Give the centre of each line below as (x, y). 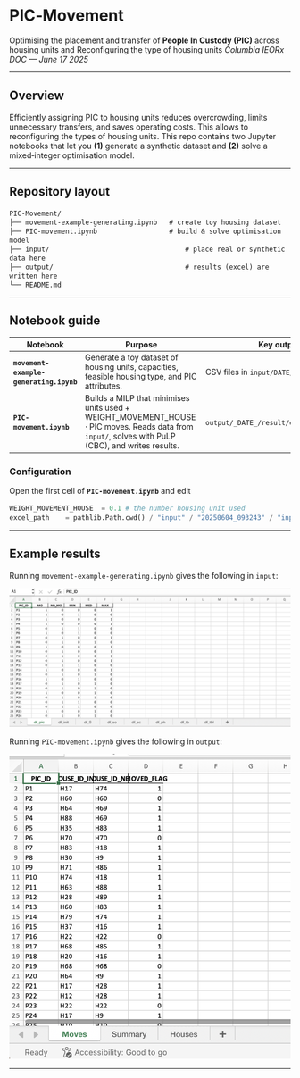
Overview (37, 96)
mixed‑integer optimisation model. (72, 155)
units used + (108, 408)
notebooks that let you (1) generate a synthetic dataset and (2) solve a (138, 146)
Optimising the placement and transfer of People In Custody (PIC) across (144, 40)
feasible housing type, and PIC (141, 377)
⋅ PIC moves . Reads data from (139, 427)
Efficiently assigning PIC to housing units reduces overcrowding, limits (138, 117)
